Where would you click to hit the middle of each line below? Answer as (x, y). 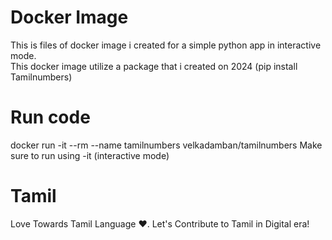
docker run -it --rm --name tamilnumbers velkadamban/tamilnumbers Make (166, 145)
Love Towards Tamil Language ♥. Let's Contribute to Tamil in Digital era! (160, 223)
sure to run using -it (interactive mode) (90, 155)
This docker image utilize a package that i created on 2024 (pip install (154, 66)
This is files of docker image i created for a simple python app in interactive (166, 45)
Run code (50, 117)
